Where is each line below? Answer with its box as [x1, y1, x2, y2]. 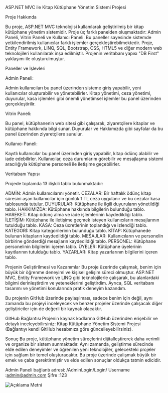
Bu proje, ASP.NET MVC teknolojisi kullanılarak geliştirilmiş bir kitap [5, 24, 144, 30]
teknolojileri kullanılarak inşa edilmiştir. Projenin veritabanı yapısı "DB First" [5, 50, 159, 56]
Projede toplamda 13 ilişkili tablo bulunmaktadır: [5, 181, 104, 186]
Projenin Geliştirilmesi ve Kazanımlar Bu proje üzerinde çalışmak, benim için [5, 264, 161, 270]
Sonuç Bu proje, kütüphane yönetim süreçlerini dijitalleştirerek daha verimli [5, 336, 159, 342]
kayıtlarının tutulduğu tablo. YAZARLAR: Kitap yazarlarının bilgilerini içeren [5, 249, 158, 255]
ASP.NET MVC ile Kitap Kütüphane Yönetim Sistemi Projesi [5, 5, 126, 10]
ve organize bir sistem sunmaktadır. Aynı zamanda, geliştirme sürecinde [5, 341, 154, 347]
